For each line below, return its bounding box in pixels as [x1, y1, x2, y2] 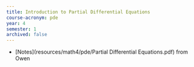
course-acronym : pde [6, 15, 59, 21]
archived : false [6, 32, 47, 38]
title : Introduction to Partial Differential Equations [6, 9, 150, 15]
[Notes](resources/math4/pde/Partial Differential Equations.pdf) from [15, 48, 188, 55]
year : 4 [6, 20, 26, 26]
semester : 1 [6, 26, 36, 32]
